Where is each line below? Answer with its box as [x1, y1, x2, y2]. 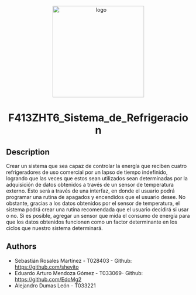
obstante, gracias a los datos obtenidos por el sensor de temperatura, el [6, 200, 180, 207]
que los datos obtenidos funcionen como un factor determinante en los [6, 218, 177, 225]
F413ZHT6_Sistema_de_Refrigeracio [8, 111, 188, 125]
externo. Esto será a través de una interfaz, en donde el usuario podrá [6, 187, 175, 194]
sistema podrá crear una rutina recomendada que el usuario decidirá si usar [6, 206, 189, 213]
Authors [6, 242, 37, 252]
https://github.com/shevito [14, 263, 79, 270]
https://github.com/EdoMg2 [14, 276, 82, 283]
